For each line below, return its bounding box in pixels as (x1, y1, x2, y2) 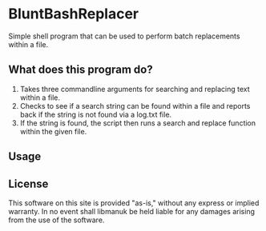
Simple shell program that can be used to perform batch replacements (8, 31, 240, 41)
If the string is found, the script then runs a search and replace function (19, 117, 256, 128)
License (8, 177, 49, 190)
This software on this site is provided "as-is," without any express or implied (8, 197, 260, 208)
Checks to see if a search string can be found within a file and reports (19, 101, 251, 110)
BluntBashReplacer (8, 5, 139, 23)
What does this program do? (8, 63, 154, 77)
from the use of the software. (8, 215, 105, 225)
